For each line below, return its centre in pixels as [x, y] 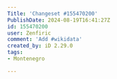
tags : [15, 53]
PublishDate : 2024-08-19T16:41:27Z [59, 20]
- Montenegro [26, 59]
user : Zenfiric [29, 33]
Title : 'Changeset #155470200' [53, 14]
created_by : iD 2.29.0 [40, 46]
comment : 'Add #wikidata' [45, 39]
